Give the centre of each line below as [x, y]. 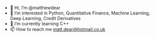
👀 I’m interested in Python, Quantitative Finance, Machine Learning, [80, 13]
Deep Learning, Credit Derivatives [45, 18]
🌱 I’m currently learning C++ [39, 23]
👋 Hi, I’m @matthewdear [35, 8]
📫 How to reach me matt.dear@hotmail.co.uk [58, 29]
